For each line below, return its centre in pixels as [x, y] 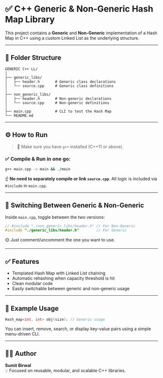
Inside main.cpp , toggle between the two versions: [55, 217]
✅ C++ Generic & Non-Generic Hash [79, 9]
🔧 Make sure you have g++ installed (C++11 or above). [70, 147]
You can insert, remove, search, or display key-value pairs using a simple [78, 329]
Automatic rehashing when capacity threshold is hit [63, 278]
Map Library [30, 20]
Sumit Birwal [18, 365]
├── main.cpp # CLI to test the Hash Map [58, 111]
